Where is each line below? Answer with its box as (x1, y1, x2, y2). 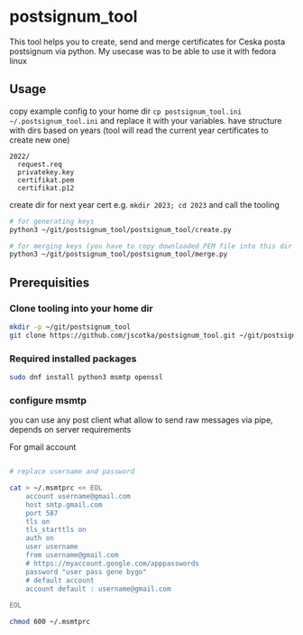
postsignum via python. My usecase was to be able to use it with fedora (9, 45, 277, 56)
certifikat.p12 (17, 183, 75, 192)
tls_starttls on (25, 526, 87, 535)
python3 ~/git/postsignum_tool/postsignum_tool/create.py (9, 225, 232, 234)
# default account (25, 575, 95, 584)
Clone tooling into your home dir (9, 302, 153, 314)
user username (25, 542, 78, 552)
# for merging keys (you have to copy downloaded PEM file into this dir (9, 241, 293, 250)
